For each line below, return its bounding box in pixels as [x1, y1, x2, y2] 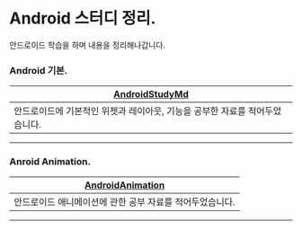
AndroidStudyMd [113, 88, 189, 101]
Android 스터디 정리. [9, 8, 156, 29]
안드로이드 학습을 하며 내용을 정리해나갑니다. [9, 40, 166, 50]
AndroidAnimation [84, 179, 165, 191]
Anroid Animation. [9, 155, 92, 168]
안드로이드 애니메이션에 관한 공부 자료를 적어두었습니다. [13, 195, 235, 208]
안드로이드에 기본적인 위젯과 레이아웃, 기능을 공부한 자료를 [13, 105, 246, 118]
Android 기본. [9, 64, 68, 76]
